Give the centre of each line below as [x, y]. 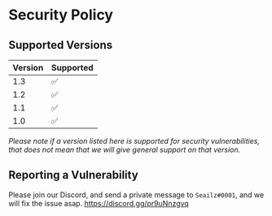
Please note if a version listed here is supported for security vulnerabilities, [134, 141]
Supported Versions [60, 45]
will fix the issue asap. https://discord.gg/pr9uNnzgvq [99, 203]
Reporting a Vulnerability [73, 175]
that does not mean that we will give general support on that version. [125, 149]
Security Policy [61, 15]
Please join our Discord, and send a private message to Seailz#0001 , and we [136, 194]
